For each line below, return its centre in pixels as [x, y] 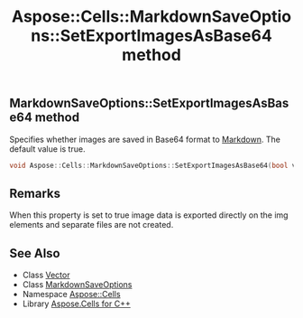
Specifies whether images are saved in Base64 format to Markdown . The [145, 139]
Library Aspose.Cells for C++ [76, 304]
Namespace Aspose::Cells [71, 295]
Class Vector [46, 275]
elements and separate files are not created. [92, 225]
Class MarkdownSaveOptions [77, 285]
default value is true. [47, 149]
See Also [35, 253]
